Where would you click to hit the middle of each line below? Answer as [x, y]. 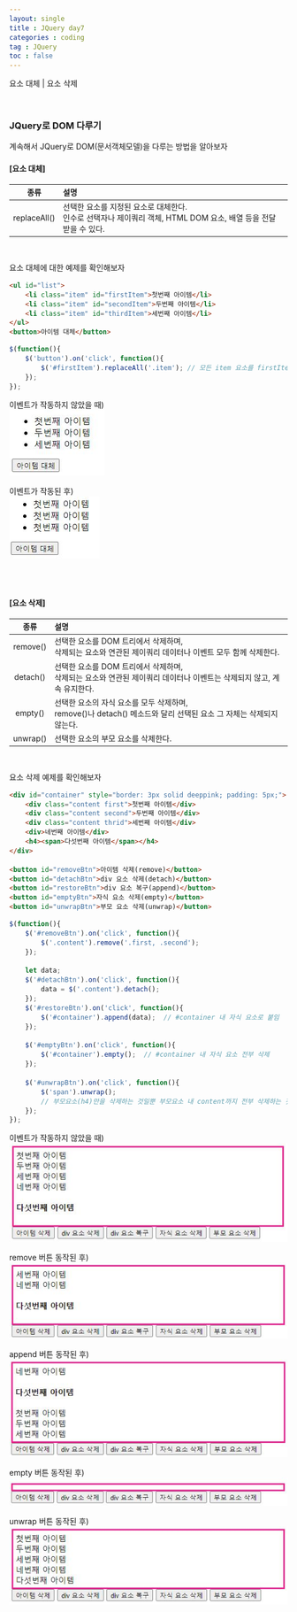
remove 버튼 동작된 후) [49, 1257]
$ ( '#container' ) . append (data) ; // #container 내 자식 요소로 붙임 [160, 1017]
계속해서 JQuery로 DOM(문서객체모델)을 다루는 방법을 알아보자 [118, 147]
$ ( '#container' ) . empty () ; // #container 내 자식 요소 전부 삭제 [155, 1055]
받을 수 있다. [84, 229]
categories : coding [47, 37]
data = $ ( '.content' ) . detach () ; [101, 990]
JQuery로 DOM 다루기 [55, 126]
